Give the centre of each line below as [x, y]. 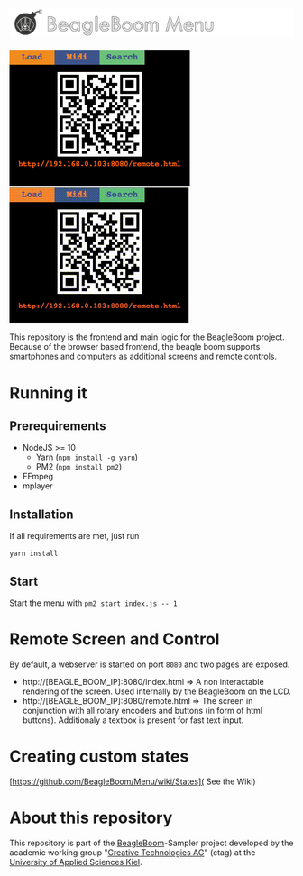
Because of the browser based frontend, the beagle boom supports [135, 347]
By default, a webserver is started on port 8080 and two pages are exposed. [150, 664]
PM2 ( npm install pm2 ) [79, 467]
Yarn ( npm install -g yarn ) [87, 457]
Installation [41, 514]
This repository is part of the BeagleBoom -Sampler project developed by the [151, 843]
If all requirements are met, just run [74, 536]
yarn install [34, 554]
